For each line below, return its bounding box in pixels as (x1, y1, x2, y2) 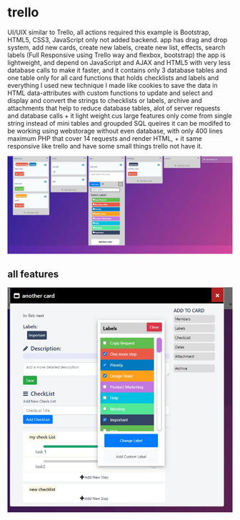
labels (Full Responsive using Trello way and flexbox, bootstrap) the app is (7, 51, 226, 59)
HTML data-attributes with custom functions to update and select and (7, 89, 213, 97)
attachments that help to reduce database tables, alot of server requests (7, 104, 221, 112)
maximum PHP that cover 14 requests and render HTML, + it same (7, 134, 202, 143)
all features (7, 268, 59, 280)
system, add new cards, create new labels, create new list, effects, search (7, 43, 226, 51)
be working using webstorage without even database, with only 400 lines (7, 126, 224, 135)
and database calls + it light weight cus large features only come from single (7, 111, 232, 120)
